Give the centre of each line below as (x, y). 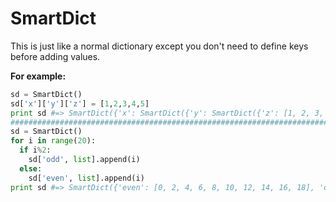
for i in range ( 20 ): (53, 141)
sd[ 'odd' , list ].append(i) (84, 160)
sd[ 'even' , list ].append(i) (86, 178)
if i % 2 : (35, 150)
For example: (38, 76)
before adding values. (55, 56)
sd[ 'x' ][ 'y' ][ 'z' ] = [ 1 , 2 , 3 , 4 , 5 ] (80, 103)
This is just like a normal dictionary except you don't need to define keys (159, 46)
